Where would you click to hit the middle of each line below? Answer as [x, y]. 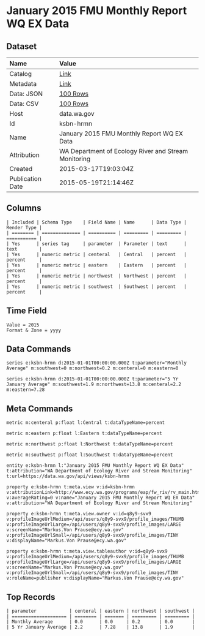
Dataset [22, 46]
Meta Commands [40, 408]
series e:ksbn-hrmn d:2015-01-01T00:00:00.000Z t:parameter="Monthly [97, 363]
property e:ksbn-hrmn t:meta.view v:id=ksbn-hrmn [71, 487]
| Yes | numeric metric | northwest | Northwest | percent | [97, 276]
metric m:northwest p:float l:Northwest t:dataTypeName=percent [90, 444]
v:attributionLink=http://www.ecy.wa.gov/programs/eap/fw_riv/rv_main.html [105, 493]
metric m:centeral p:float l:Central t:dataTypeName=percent [86, 423]
